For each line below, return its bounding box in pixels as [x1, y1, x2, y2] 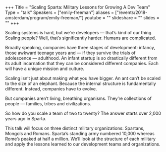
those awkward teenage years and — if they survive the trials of [5, 50, 136, 56]
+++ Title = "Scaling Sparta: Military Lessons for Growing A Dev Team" [5, 4, 150, 10]
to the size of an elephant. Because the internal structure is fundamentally [5, 80, 156, 86]
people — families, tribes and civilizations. [5, 101, 92, 106]
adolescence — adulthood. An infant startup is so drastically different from [5, 55, 158, 61]
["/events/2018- [115, 9, 148, 15]
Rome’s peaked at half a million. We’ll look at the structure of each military [5, 136, 156, 142]
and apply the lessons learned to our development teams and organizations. [5, 141, 161, 147]
